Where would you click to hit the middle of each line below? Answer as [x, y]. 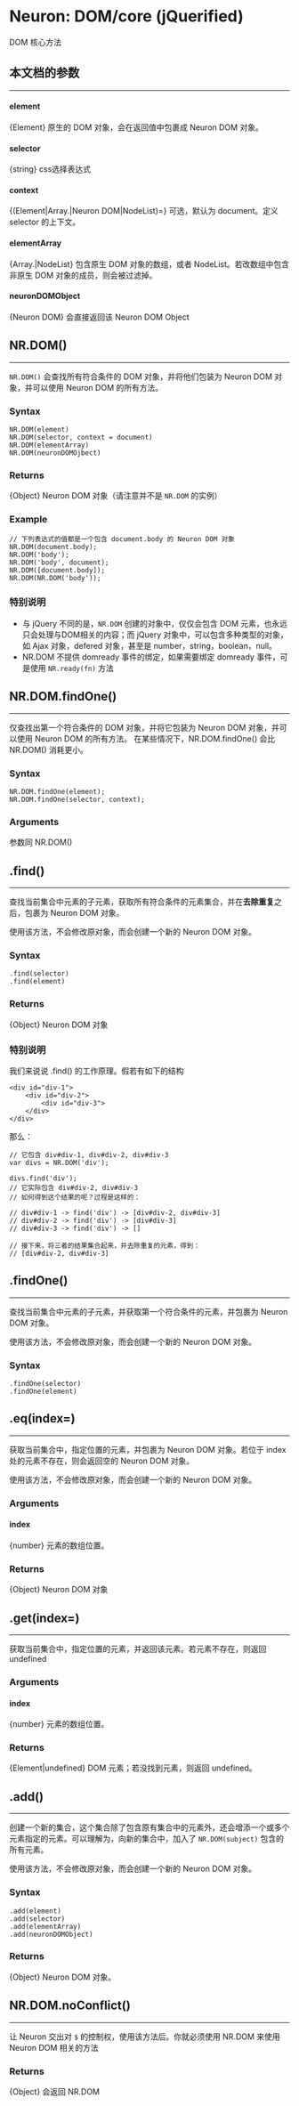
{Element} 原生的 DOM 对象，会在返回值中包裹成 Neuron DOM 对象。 [137, 127]
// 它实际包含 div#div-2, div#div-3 [74, 1187]
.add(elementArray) [45, 1926]
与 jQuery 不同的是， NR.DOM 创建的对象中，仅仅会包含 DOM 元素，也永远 [154, 623]
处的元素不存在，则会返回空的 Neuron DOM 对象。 [101, 1461]
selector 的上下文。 [45, 222]
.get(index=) [44, 1618]
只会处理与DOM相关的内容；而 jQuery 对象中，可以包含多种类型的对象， [155, 635]
